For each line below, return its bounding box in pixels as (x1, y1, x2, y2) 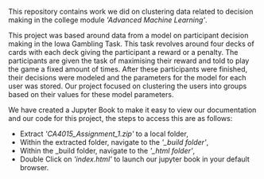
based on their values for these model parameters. (8, 90, 174, 99)
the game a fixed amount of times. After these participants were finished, (8, 64, 248, 74)
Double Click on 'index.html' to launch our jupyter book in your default (19, 154, 250, 164)
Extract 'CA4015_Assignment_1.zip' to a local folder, (19, 129, 188, 138)
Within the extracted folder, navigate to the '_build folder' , (19, 138, 209, 146)
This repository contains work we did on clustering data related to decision (8, 7, 254, 16)
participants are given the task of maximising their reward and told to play (8, 56, 250, 65)
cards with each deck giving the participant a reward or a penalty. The (8, 48, 239, 56)
